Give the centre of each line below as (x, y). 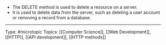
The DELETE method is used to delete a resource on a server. (75, 7)
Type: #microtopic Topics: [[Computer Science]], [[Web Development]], (78, 32)
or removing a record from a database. (52, 18)
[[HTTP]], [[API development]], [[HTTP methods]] (56, 37)
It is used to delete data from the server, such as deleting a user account (86, 12)
